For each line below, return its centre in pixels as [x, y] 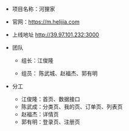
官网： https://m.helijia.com [46, 22]
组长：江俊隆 [37, 60]
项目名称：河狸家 [33, 9]
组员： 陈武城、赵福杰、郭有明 [59, 73]
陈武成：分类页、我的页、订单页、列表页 [72, 107]
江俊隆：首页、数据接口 [51, 99]
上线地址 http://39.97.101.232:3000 [55, 35]
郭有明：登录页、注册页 [51, 122]
